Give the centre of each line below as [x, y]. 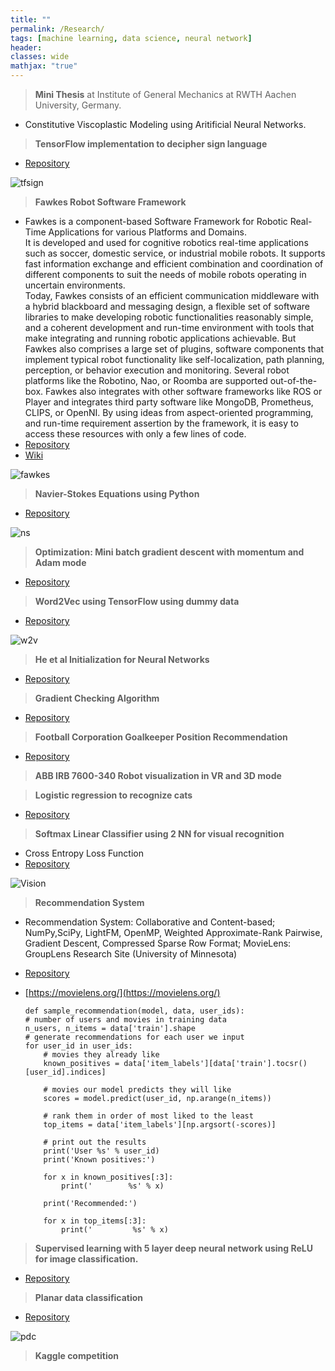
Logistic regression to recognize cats [113, 795]
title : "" [31, 19]
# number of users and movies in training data [125, 1020]
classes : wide [40, 57]
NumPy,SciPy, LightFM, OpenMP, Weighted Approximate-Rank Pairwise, [173, 932]
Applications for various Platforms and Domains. [147, 232]
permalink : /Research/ [57, 29]
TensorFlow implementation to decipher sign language [151, 144]
